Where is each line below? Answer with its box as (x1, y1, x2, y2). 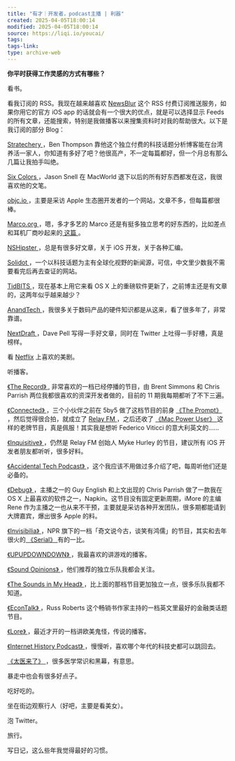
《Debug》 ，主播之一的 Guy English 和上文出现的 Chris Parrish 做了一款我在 (7, 485, 222, 494)
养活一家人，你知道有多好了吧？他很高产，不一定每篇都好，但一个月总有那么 (7, 148, 228, 157)
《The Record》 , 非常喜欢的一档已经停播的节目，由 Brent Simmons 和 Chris (7, 382, 220, 390)
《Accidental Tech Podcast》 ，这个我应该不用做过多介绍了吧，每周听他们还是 (7, 462, 227, 470)
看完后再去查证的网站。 (13, 266, 81, 275)
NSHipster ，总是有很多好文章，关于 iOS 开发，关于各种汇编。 (7, 243, 187, 252)
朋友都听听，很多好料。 (19, 447, 87, 455)
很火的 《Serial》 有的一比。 (7, 535, 89, 543)
